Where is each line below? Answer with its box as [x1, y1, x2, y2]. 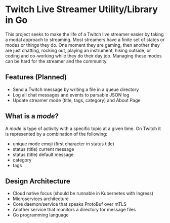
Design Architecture [5, 177, 70, 185]
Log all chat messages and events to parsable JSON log [12, 91, 130, 98]
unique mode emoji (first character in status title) [12, 141, 115, 147]
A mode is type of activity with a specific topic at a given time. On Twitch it [5, 125, 161, 132]
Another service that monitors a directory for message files [12, 207, 136, 213]
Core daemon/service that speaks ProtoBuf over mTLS [12, 201, 126, 207]
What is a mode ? [5, 112, 59, 120]
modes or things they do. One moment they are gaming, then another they [5, 42, 160, 48]
